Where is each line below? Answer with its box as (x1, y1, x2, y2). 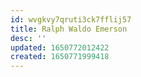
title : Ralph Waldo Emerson (10, 24, 128, 34)
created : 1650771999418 (10, 52, 110, 62)
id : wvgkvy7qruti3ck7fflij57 (10, 14, 132, 25)
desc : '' (10, 33, 47, 43)
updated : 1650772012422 (10, 42, 110, 53)
